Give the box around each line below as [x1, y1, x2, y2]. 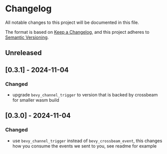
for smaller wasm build [12, 97, 59, 103]
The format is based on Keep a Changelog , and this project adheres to [5, 29, 150, 35]
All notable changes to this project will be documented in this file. [5, 19, 140, 25]
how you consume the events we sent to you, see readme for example [12, 143, 157, 149]
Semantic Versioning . [5, 34, 49, 40]
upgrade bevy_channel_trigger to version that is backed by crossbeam [12, 92, 158, 98]
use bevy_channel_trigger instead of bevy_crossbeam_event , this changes [12, 138, 163, 144]
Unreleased [5, 49, 42, 57]
